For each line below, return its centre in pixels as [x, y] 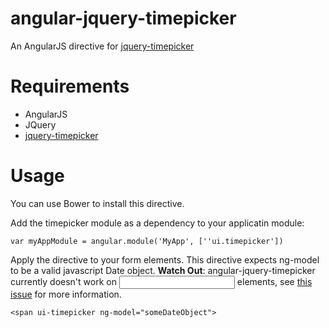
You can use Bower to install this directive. [97, 203]
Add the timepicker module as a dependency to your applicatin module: [157, 223]
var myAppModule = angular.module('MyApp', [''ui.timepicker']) [147, 241]
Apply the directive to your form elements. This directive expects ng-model [165, 259]
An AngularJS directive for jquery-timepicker [102, 46]
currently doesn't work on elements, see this [161, 281]
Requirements [70, 86]
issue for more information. [66, 294]
